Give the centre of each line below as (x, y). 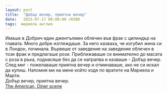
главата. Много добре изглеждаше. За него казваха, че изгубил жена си (83, 44)
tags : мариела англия (29, 24)
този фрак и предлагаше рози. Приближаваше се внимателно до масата (84, 54)
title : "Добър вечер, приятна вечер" (46, 15)
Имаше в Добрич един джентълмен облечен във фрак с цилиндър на (80, 38)
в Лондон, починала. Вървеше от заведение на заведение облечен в (80, 49)
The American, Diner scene (34, 86)
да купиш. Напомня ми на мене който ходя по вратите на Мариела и (79, 70)
